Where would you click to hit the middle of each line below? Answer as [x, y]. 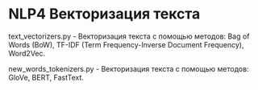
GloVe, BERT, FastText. [46, 77]
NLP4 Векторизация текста [104, 14]
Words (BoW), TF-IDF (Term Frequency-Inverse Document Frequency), [126, 44]
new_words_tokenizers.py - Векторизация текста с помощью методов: [129, 68]
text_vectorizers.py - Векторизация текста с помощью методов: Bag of [129, 36]
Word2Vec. [27, 53]
